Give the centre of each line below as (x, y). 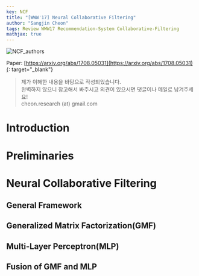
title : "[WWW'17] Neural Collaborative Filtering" (71, 17)
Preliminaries (40, 156)
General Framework (44, 205)
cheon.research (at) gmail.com (59, 104)
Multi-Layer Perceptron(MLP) (63, 246)
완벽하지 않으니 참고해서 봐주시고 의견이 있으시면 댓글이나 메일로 (97, 89)
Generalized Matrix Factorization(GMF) (81, 226)
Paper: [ (16, 63)
